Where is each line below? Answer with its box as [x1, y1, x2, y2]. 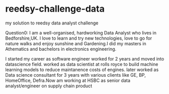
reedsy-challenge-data [5, 3, 105, 15]
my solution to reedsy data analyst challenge [5, 20, 99, 26]
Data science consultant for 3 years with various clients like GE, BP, [5, 72, 146, 78]
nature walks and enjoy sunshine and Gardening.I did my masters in [5, 40, 147, 46]
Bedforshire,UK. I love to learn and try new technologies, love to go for [5, 35, 152, 41]
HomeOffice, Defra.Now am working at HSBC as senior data [5, 77, 131, 83]
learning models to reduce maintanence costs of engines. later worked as [5, 67, 159, 73]
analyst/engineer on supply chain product [5, 82, 93, 89]
